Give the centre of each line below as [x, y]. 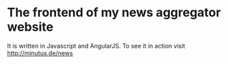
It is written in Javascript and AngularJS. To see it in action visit [96, 46]
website [30, 27]
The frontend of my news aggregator [114, 13]
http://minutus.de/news [40, 53]
